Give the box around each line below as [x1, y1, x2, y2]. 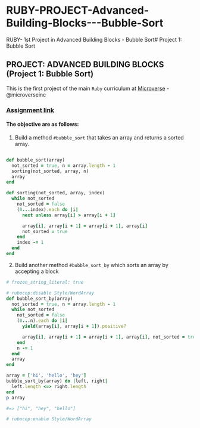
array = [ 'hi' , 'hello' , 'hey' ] [6, 373, 86, 379]
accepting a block [14, 268, 59, 275]
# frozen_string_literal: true [6, 279, 84, 285]
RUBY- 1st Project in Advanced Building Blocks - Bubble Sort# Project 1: [6, 36, 182, 43]
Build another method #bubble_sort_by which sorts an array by [14, 261, 168, 268]
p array [6, 395, 26, 401]
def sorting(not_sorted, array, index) [6, 190, 105, 196]
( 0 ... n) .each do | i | [17, 318, 68, 324]
